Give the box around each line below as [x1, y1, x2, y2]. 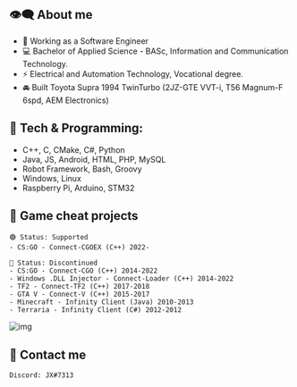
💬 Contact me [9, 347, 87, 362]
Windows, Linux [21, 172, 82, 183]
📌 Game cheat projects [9, 208, 139, 223]
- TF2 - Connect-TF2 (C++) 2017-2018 [9, 282, 150, 291]
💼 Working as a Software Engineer [21, 35, 149, 46]
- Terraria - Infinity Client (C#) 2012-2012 [9, 306, 182, 315]
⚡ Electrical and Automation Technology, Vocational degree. [21, 68, 244, 79]
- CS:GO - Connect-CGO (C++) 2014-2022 [9, 266, 158, 275]
